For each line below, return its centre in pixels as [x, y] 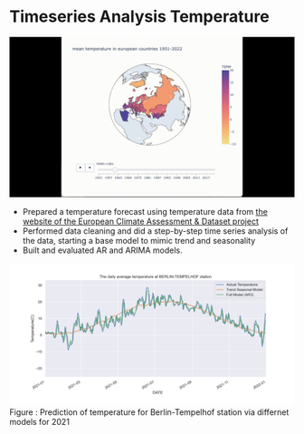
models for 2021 [40, 422]
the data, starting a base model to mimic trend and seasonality [139, 241]
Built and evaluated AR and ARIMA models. [102, 250]
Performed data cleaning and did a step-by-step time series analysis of [155, 231]
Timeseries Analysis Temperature [139, 17]
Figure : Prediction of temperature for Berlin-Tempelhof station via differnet [149, 412]
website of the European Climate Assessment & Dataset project [141, 222]
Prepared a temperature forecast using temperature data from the [145, 212]
